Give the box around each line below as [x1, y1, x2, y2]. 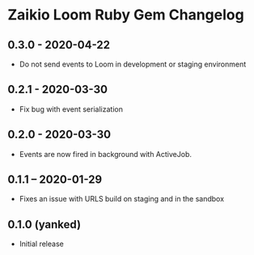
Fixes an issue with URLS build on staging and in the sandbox [19, 194, 224, 204]
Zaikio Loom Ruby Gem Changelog [7, 6, 244, 24]
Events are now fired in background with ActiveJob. [19, 149, 192, 159]
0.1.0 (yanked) [7, 217, 82, 232]
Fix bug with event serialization [19, 104, 123, 114]
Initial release [19, 239, 64, 249]
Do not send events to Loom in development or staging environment [19, 59, 247, 69]
